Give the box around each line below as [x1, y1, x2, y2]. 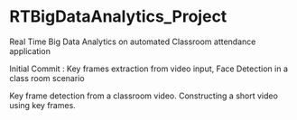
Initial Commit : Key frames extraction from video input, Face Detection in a [9, 63, 289, 74]
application [9, 45, 51, 56]
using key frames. [9, 99, 77, 110]
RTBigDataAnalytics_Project [9, 6, 227, 27]
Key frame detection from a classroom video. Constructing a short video [9, 90, 278, 101]
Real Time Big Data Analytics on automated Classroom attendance [9, 36, 256, 47]
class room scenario [9, 72, 85, 83]
